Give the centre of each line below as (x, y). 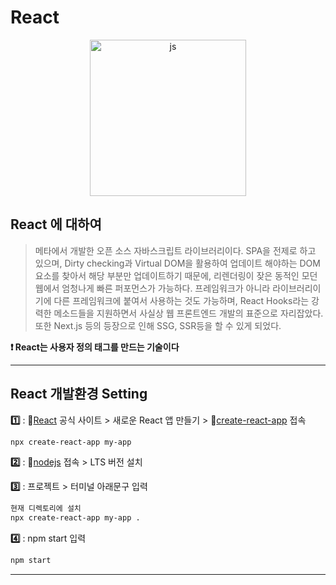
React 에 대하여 (56, 224)
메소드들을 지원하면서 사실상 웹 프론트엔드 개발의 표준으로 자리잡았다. (188, 313)
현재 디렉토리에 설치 (46, 509)
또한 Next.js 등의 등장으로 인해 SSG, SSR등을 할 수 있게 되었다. (158, 325)
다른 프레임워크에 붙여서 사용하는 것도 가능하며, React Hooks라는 (181, 300)
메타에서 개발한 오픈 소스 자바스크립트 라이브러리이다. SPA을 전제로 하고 (175, 250)
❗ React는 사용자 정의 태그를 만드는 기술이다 (95, 347)
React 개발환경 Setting (79, 394)
